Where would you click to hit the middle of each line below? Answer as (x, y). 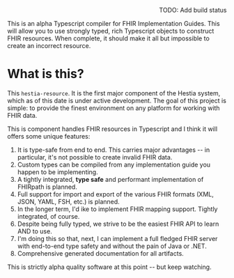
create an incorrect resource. (49, 46)
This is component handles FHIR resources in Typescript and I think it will (112, 129)
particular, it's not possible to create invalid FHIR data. (95, 157)
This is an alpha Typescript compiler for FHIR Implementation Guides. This (114, 23)
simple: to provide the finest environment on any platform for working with (114, 108)
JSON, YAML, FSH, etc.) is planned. (68, 201)
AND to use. (34, 231)
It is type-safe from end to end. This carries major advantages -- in (114, 150)
